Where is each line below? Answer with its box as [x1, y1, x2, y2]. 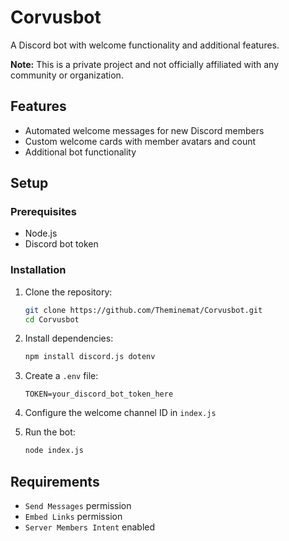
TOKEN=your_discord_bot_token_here [24, 389, 174, 400]
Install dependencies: [24, 332, 114, 345]
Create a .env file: [24, 370, 99, 382]
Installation [10, 263, 67, 277]
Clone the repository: [24, 286, 113, 298]
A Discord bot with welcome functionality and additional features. [10, 39, 280, 51]
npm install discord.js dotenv [24, 352, 156, 362]
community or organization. [10, 69, 124, 81]
